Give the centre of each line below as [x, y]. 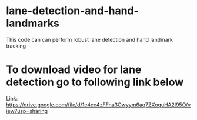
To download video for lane [74, 70]
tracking [16, 46]
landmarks [33, 23]
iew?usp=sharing [27, 111]
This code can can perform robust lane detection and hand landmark [90, 39]
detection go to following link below [95, 82]
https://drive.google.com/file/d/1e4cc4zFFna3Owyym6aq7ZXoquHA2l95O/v [98, 105]
